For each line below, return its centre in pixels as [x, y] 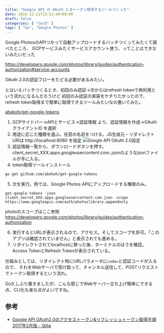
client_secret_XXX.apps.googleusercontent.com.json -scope [67, 198]
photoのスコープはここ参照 [32, 211]
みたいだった [22, 55]
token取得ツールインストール [41, 165]
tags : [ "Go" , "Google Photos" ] [39, 28]
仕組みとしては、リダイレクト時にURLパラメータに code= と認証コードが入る [81, 261]
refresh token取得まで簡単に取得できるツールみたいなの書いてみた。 [74, 102]
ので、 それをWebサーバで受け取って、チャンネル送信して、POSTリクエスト [82, 267]
